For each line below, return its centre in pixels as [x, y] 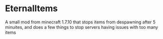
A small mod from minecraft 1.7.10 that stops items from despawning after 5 [80, 22]
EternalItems [31, 9]
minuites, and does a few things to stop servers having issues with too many [81, 27]
